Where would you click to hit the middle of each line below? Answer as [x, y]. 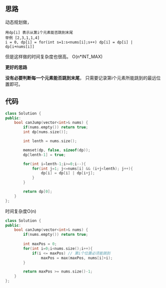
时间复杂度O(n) [21, 211]
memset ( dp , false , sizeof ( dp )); [57, 150]
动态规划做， [18, 22]
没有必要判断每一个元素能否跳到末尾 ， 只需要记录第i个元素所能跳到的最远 [81, 78]
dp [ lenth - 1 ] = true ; [44, 155]
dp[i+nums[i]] [20, 47]
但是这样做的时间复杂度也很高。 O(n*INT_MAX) [54, 56]
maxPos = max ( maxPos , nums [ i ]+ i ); [77, 258]
